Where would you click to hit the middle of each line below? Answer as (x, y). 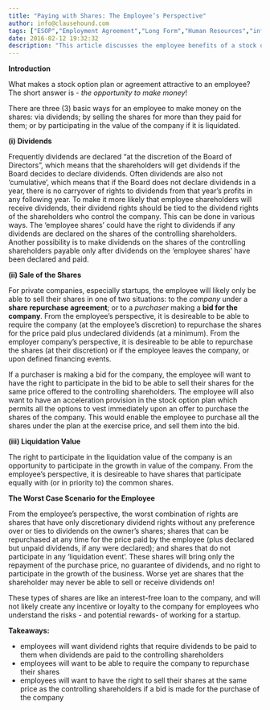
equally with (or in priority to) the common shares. (91, 483)
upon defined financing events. (60, 359)
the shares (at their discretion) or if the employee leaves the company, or (129, 350)
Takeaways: (29, 631)
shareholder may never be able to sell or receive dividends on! (112, 582)
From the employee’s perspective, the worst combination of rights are (123, 514)
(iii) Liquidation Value (45, 442)
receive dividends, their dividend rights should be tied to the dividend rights (133, 208)
